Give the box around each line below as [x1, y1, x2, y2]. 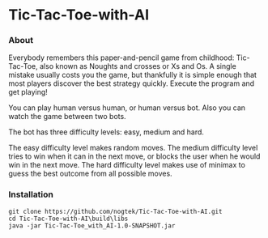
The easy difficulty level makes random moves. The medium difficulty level [8, 143, 258, 153]
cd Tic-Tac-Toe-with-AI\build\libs [8, 215, 129, 223]
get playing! [8, 87, 49, 97]
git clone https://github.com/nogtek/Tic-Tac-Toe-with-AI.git [8, 207, 223, 215]
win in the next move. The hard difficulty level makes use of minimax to [8, 160, 245, 170]
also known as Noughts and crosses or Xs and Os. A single [39, 62, 236, 71]
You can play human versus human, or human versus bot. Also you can [8, 103, 245, 113]
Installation [8, 189, 54, 200]
